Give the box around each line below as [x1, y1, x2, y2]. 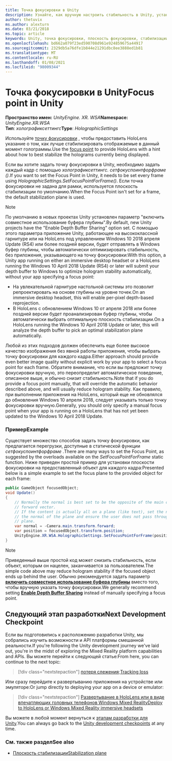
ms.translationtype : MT [5, 50, 56, 55]
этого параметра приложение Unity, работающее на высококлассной [5, 230, 158, 236]
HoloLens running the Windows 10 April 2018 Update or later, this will [12, 322, 159, 328]
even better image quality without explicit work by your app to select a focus [5, 359, 167, 365]
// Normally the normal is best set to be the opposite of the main [14, 499, 164, 505]
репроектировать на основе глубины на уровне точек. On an [12, 289, 145, 295]
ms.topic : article [5, 31, 45, 36]
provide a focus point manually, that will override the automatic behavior [5, 381, 158, 387]
